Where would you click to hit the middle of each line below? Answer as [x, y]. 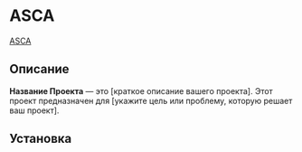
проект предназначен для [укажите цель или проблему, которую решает [151, 100]
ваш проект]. [34, 110]
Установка [41, 139]
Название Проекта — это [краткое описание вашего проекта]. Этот [141, 90]
